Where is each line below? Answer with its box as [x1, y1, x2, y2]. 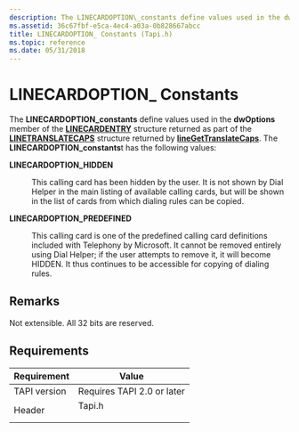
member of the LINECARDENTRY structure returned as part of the [9, 124, 252, 134]
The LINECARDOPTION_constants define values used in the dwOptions [9, 114, 276, 125]
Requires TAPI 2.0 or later [77, 385, 185, 397]
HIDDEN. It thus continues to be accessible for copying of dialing [31, 259, 270, 270]
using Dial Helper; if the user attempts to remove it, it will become [31, 249, 271, 260]
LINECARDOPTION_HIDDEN [9, 159, 114, 170]
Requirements [9, 344, 89, 359]
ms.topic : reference [9, 37, 86, 47]
